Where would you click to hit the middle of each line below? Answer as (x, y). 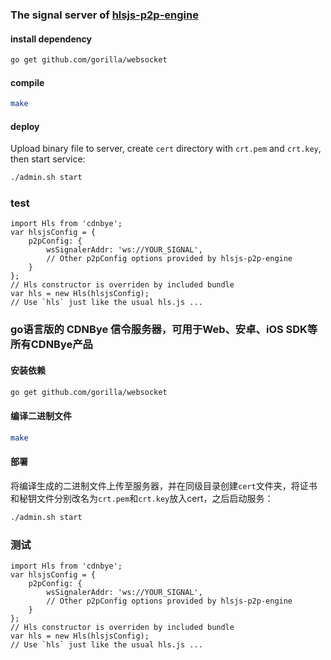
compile (27, 82)
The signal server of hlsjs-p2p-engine (104, 15)
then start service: (48, 159)
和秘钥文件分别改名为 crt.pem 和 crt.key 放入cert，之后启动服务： (142, 498)
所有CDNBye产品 (51, 345)
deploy (25, 126)
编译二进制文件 (41, 416)
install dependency (51, 39)
